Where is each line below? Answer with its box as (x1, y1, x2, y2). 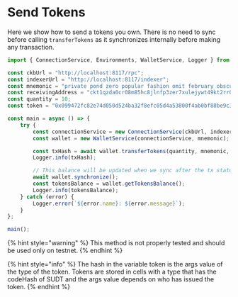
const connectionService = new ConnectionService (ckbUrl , (33, 128, 208, 135)
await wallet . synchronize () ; (33, 174, 119, 181)
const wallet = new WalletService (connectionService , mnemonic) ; (33, 135, 230, 142)
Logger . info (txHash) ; (33, 154, 97, 162)
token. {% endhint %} (7, 283, 71, 291)
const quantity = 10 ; (7, 96, 72, 103)
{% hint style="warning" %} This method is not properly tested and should (7, 239, 225, 247)
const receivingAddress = (7, 89, 84, 96)
